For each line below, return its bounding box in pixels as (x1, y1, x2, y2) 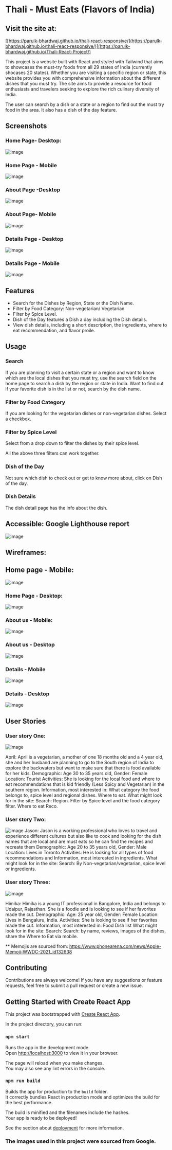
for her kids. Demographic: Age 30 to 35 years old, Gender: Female (5, 770, 148, 777)
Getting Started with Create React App (5, 997, 131, 1006)
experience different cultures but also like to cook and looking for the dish (5, 833, 162, 839)
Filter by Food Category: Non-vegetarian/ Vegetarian (12, 305, 125, 312)
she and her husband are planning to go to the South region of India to (5, 760, 154, 766)
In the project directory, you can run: (5, 1021, 83, 1027)
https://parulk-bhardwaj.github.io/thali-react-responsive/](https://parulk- (8, 38, 163, 44)
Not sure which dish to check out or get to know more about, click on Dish (5, 475, 162, 481)
